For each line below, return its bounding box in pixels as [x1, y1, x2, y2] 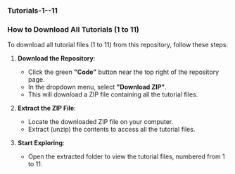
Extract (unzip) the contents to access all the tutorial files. [27, 125, 196, 134]
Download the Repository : [17, 54, 96, 63]
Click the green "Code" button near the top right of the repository [27, 68, 220, 76]
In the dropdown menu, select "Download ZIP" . [27, 83, 167, 92]
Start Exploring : [17, 139, 65, 147]
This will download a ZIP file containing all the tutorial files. [27, 90, 198, 99]
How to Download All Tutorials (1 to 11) [7, 24, 139, 34]
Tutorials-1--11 [7, 6, 58, 15]
